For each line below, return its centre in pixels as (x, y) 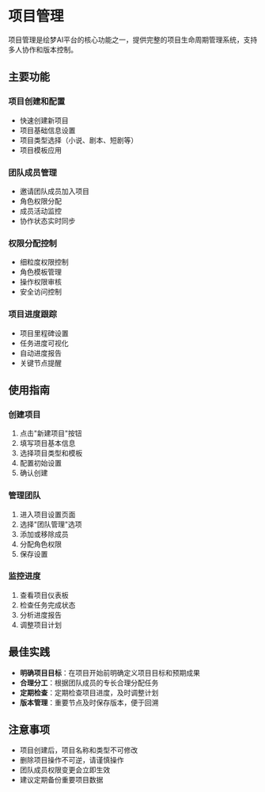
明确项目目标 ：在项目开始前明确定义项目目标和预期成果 (110, 672)
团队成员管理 (33, 173)
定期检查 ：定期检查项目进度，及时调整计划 (89, 692)
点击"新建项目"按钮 (51, 433)
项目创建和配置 (37, 101)
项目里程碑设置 (44, 333)
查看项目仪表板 (44, 595)
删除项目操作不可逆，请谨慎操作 (72, 760)
